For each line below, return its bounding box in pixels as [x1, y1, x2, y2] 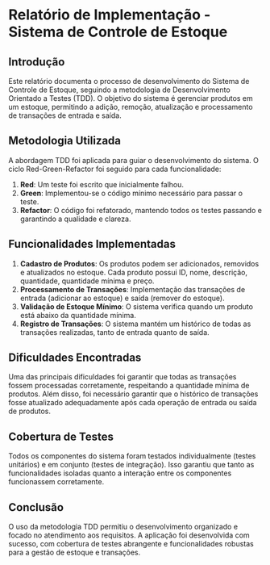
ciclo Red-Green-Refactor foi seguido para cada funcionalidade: [8, 164, 222, 174]
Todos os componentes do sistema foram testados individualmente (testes [8, 451, 256, 461]
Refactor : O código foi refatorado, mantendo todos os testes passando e [19, 205, 262, 215]
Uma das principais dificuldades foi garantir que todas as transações [8, 372, 237, 382]
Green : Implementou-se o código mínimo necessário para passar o [19, 188, 243, 198]
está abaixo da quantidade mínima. [19, 310, 137, 320]
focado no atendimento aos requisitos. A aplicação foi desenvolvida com [8, 530, 250, 540]
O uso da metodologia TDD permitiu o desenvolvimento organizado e [8, 522, 239, 532]
